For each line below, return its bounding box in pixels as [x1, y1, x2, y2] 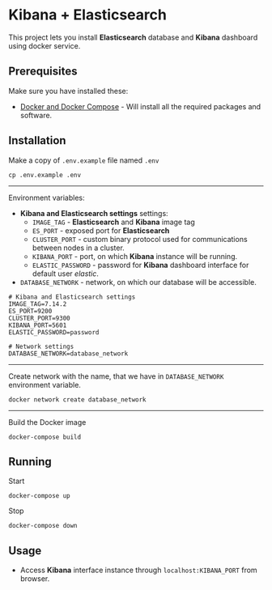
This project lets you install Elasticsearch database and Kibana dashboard [8, 32, 258, 42]
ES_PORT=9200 [8, 307, 53, 315]
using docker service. [8, 40, 81, 50]
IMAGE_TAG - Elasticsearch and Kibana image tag [32, 217, 196, 227]
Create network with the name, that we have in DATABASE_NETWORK [8, 371, 224, 381]
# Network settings [8, 342, 74, 350]
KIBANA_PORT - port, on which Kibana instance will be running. [32, 251, 237, 261]
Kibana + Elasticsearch [8, 6, 168, 24]
